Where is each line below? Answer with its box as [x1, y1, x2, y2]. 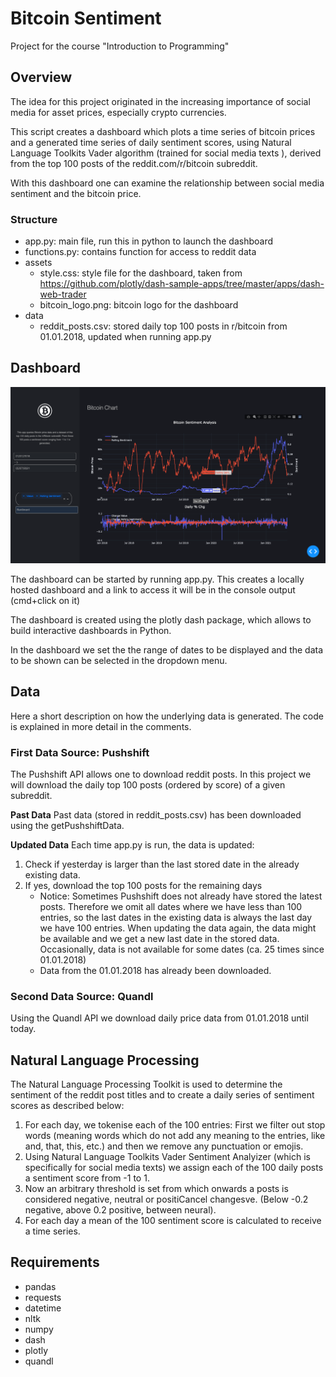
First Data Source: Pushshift [10, 745, 150, 759]
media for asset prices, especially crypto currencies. [10, 106, 227, 118]
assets [24, 257, 53, 269]
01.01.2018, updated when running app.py [39, 331, 212, 343]
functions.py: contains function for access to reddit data [24, 246, 257, 258]
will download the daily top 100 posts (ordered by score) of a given [10, 778, 286, 791]
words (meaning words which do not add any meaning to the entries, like [24, 1130, 326, 1142]
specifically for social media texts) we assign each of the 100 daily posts [24, 1162, 324, 1174]
